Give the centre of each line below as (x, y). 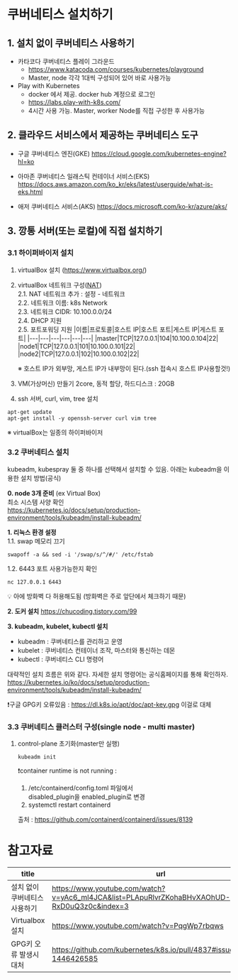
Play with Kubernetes (49, 86)
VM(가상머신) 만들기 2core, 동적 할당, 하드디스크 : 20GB (96, 383)
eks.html (30, 192)
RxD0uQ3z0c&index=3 (90, 906)
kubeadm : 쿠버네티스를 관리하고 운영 (70, 641)
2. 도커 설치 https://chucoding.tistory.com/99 (72, 611)
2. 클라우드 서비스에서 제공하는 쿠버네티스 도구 (103, 135)
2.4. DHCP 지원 (40, 320)
